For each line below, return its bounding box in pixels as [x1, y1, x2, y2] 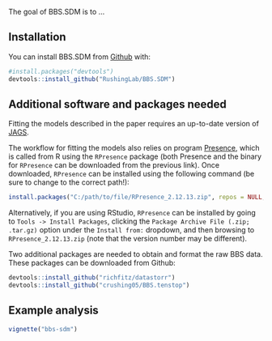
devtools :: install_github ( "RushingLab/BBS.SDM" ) [8, 75, 176, 83]
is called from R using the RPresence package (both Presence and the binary [8, 151, 261, 161]
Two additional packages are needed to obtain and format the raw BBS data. [8, 249, 263, 259]
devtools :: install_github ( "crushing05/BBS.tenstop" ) [8, 281, 190, 290]
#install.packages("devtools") [8, 67, 114, 75]
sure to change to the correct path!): [8, 177, 130, 187]
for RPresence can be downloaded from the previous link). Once [8, 160, 220, 170]
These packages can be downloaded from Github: [8, 258, 176, 268]
